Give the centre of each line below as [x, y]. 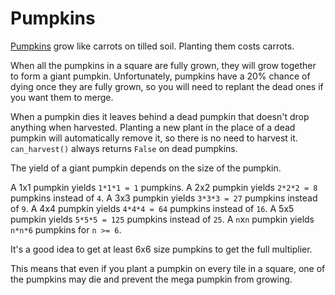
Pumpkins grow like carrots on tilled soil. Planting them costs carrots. [152, 46]
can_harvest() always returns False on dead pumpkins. [124, 148]
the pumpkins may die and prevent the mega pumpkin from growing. [151, 279]
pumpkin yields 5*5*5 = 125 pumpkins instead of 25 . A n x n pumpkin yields [162, 219]
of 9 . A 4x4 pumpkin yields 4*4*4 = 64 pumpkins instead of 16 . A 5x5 [152, 208]
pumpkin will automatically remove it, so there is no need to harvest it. [154, 138]
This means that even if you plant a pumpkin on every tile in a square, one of [168, 268]
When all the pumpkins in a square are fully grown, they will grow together [163, 65]
